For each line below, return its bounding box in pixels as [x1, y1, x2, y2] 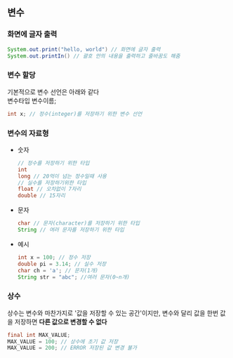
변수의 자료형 [7, 128, 49, 138]
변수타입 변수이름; [7, 96, 57, 105]
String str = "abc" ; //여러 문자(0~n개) [17, 273, 130, 281]
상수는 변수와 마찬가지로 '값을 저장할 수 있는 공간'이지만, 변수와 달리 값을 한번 [7, 308, 219, 317]
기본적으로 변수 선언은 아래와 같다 [7, 87, 100, 96]
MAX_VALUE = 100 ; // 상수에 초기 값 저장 [7, 338, 119, 345]
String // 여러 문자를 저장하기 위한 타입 [17, 227, 125, 234]
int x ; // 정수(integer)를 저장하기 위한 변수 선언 [7, 110, 142, 117]
